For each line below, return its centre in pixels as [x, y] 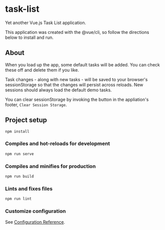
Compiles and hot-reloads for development [58, 144]
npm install [17, 131]
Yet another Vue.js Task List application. [46, 23]
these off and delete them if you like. [42, 70]
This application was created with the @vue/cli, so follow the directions [77, 32]
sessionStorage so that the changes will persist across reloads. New [74, 85]
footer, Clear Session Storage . [36, 105]
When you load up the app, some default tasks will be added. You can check [82, 64]
